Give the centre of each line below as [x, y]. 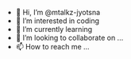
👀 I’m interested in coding [58, 21]
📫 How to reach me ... [52, 47]
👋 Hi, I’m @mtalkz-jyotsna [58, 12]
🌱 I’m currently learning [54, 29]
